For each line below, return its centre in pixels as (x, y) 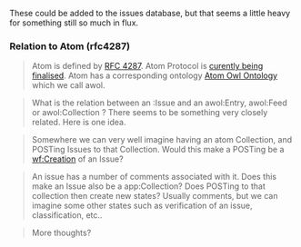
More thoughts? (61, 233)
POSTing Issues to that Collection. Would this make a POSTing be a (158, 150)
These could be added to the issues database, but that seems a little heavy (150, 13)
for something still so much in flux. (74, 23)
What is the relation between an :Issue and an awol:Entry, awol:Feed (160, 103)
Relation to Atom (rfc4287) (70, 46)
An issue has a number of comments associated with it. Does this (154, 177)
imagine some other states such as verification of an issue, (142, 206)
